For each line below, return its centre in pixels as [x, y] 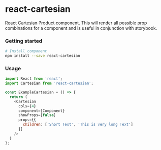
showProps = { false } [37, 115]
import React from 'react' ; [34, 79]
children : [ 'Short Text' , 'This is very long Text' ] [78, 125]
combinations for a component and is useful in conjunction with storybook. [81, 28]
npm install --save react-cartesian [43, 56]
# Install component [26, 51]
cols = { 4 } [27, 106]
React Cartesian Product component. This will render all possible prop [76, 23]
